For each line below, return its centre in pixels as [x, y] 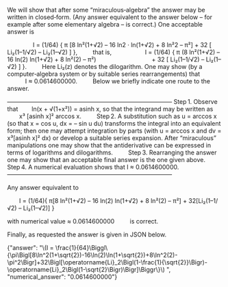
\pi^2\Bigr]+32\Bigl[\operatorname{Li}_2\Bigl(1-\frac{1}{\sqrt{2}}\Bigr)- [107, 262]
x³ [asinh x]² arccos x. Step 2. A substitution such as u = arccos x [118, 116]
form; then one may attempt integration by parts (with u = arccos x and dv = [114, 131]
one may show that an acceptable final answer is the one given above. [106, 160]
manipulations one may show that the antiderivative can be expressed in [109, 145]
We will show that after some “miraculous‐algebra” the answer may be [106, 10]
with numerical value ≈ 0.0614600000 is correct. [83, 221]
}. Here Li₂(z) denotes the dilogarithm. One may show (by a [112, 67]
